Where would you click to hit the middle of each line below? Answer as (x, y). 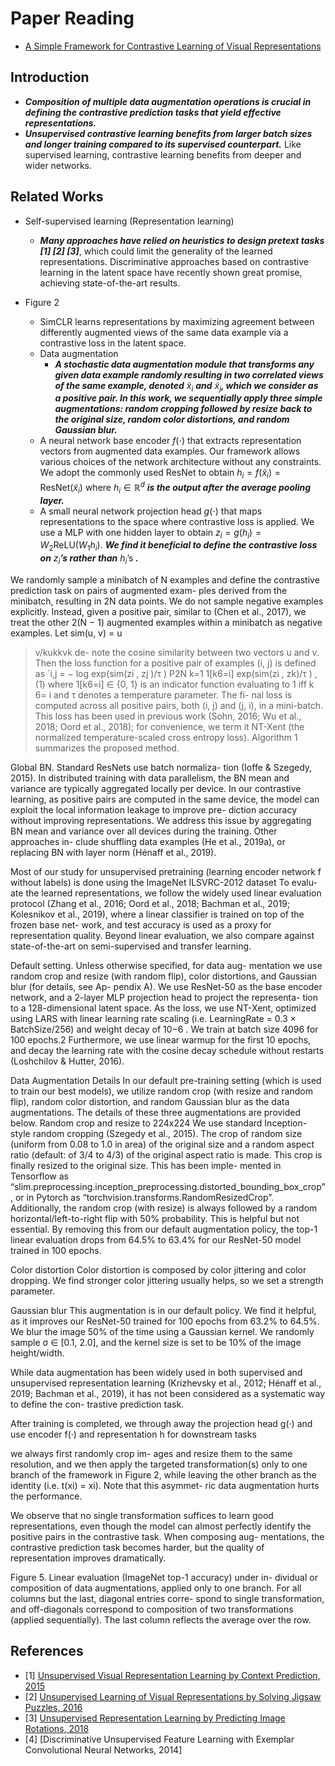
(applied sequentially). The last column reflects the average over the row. (161, 1620)
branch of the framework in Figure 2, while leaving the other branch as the (163, 1475)
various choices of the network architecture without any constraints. (180, 462)
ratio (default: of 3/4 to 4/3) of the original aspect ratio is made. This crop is (166, 1155)
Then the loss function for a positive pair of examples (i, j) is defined (175, 663)
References (47, 1651)
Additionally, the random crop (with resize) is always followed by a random (164, 1208)
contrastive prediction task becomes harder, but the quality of (137, 1547)
